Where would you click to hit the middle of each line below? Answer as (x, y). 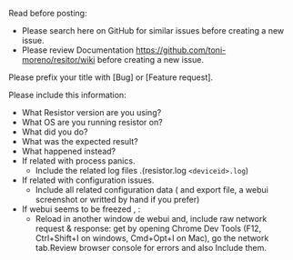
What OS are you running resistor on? (92, 122)
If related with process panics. (78, 161)
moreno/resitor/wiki (58, 60)
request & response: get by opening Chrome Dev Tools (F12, (148, 228)
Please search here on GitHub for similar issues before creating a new (153, 30)
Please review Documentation (77, 50)
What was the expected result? (80, 141)
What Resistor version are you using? (91, 112)
